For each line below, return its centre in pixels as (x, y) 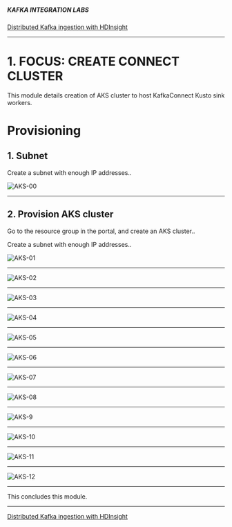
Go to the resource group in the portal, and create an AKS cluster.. (101, 231)
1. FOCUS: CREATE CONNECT (93, 62)
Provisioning (44, 131)
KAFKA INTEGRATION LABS (48, 10)
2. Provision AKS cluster (60, 214)
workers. (20, 102)
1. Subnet (28, 156)
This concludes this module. (47, 496)
